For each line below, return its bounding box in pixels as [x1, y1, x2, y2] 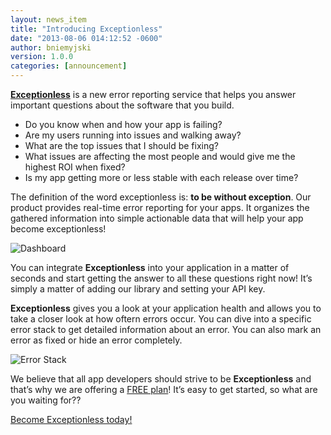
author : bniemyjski [10, 42, 92, 53]
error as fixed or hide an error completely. [10, 334, 183, 346]
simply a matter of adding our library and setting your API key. [10, 283, 266, 295]
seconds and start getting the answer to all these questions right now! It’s [10, 272, 313, 284]
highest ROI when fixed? [24, 161, 126, 173]
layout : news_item [10, 14, 87, 25]
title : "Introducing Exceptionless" [10, 24, 163, 34]
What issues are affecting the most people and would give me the [24, 151, 296, 162]
